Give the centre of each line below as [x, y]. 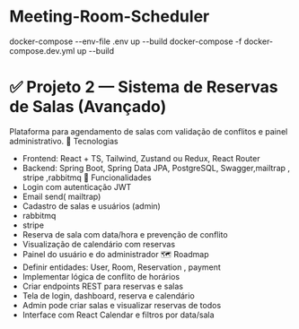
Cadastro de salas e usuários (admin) [92, 206]
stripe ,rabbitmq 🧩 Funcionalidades [87, 177]
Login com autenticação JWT [77, 186]
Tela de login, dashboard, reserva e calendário [108, 295]
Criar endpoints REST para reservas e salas [103, 286]
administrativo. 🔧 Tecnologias [64, 141]
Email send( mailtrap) [62, 196]
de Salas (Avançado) [88, 107]
